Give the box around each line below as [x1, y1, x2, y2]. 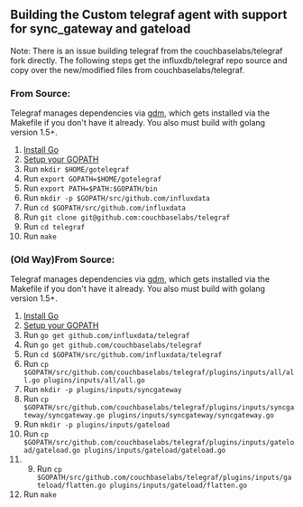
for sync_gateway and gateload [10, 22, 191, 37]
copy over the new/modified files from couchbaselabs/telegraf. [10, 64, 244, 75]
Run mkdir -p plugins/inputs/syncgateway [23, 384, 182, 395]
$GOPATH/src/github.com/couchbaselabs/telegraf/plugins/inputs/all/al [23, 368, 295, 378]
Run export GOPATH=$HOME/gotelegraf [23, 174, 162, 184]
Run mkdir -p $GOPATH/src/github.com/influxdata [23, 192, 210, 203]
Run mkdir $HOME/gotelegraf [23, 164, 130, 174]
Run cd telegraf [23, 221, 86, 232]
